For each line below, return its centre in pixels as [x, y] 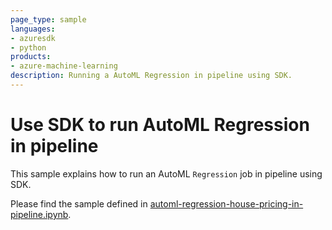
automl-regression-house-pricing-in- [226, 203]
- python [28, 47]
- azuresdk [33, 38]
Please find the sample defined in [79, 203]
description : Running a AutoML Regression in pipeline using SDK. [151, 76]
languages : [33, 29]
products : [31, 57]
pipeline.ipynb [39, 214]
